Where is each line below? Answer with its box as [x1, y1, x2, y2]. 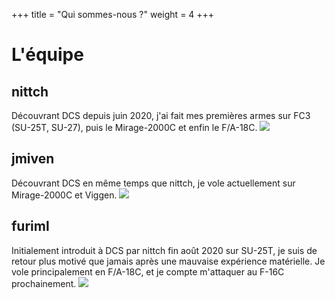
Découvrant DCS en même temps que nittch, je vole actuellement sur [11, 177, 296, 189]
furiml [11, 218, 50, 235]
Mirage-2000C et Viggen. [11, 189, 118, 201]
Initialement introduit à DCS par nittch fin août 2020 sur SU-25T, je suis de [11, 244, 318, 256]
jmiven [11, 150, 55, 168]
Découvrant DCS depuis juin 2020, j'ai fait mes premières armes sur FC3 [11, 110, 311, 121]
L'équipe [11, 44, 84, 66]
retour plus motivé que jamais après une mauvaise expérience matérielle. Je [11, 255, 326, 267]
